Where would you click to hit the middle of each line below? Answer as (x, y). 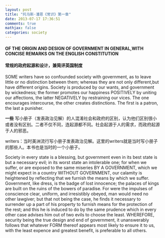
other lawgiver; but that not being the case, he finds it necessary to (73, 199)
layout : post (18, 10)
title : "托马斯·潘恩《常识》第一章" (38, 14)
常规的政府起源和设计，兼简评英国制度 (44, 66)
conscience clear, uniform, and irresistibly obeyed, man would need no (77, 194)
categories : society (26, 33)
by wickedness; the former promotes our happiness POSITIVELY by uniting (81, 92)
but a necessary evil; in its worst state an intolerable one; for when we (76, 162)
